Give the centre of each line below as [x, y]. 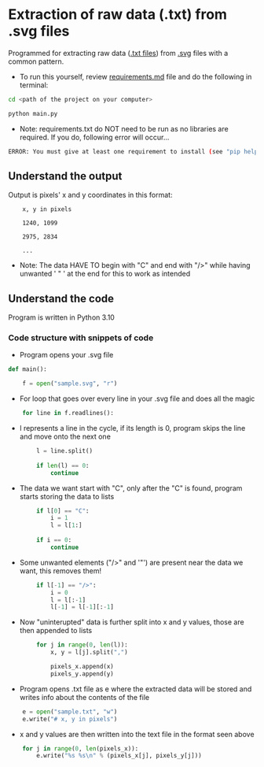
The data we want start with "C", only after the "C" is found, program [131, 488]
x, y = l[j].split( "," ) [89, 652]
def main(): [27, 369]
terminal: [34, 85]
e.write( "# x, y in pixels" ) [70, 719]
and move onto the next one [65, 437]
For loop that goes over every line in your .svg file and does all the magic [137, 398]
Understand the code [61, 298]
